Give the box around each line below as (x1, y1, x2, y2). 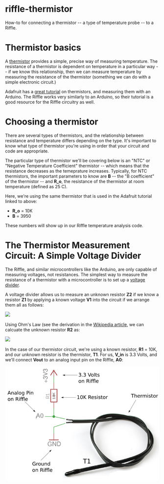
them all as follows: (5, 302, 44, 307)
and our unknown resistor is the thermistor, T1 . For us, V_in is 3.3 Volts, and (5, 352, 158, 357)
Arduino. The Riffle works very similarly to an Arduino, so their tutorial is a (5, 94, 154, 100)
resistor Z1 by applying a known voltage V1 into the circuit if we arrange (5, 297, 150, 303)
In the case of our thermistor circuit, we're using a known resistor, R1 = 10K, (5, 346, 158, 352)
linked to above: (5, 198, 38, 204)
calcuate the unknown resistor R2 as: (5, 327, 80, 332)
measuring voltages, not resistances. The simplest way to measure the (5, 271, 148, 278)
